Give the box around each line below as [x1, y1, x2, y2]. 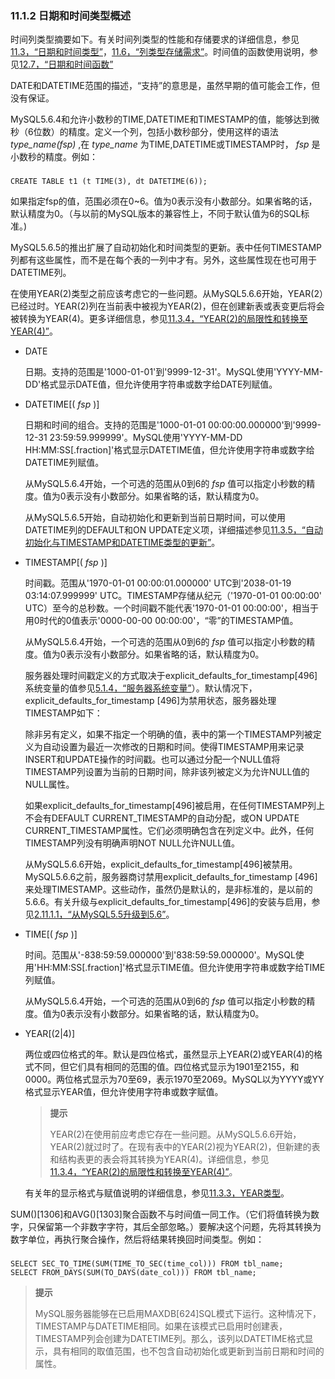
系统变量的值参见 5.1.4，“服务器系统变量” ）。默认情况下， [24, 682, 258, 694]
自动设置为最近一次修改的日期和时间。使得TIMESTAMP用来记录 [42, 741, 305, 753]
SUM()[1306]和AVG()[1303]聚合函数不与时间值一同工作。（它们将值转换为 [10, 1208, 311, 1221]
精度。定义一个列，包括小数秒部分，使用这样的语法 [68, 126, 279, 138]
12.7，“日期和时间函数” [19, 58, 114, 71]
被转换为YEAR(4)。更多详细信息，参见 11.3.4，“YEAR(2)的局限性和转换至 [10, 313, 308, 325]
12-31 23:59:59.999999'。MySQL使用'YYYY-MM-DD [24, 432, 243, 444]
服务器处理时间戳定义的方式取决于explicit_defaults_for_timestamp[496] [24, 670, 318, 682]
